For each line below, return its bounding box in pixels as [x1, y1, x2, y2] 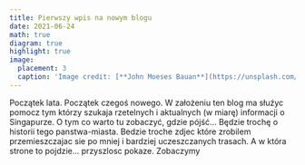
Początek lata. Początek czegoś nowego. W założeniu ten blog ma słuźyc [9, 97, 284, 108]
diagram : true [9, 38, 64, 48]
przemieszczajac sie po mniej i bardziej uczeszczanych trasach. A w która [9, 135, 287, 146]
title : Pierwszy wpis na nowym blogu [9, 13, 152, 23]
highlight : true [9, 47, 71, 56]
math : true [9, 30, 51, 39]
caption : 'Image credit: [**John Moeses [17, 73, 172, 82]
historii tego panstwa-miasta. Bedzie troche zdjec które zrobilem [9, 126, 251, 137]
